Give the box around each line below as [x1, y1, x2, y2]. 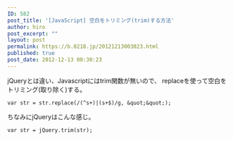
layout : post [7, 37, 46, 44]
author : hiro [7, 23, 46, 30]
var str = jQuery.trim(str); [7, 126, 93, 134]
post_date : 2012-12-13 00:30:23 [7, 56, 102, 63]
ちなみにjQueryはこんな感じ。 [7, 112, 95, 121]
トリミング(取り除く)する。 [7, 85, 87, 94]
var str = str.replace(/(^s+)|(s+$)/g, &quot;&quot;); [7, 99, 172, 106]
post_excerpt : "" [7, 30, 58, 37]
